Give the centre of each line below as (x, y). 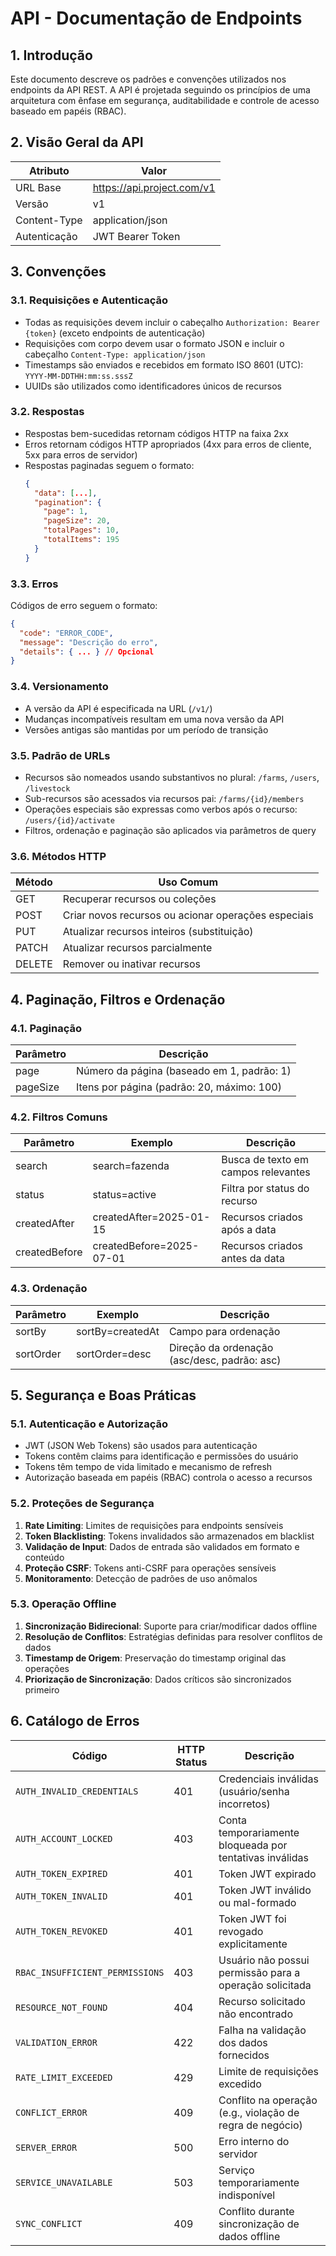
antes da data (253, 1259)
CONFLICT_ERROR (51, 2112)
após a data (249, 1230)
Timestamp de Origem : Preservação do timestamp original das (155, 1658)
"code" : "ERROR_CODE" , (66, 633)
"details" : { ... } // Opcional (87, 652)
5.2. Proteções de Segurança (82, 1504)
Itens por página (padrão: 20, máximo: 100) (178, 1087)
